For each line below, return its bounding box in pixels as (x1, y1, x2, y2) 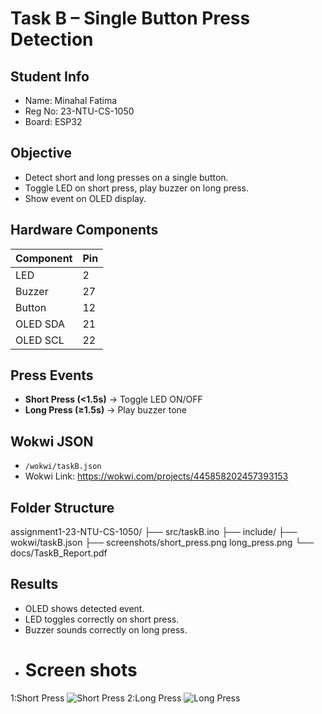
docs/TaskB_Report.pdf (10, 547, 108, 559)
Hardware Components (10, 222, 159, 239)
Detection (10, 28, 94, 51)
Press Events (10, 367, 94, 384)
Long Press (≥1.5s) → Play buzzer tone (24, 404, 187, 416)
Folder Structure (10, 499, 115, 516)
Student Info (10, 68, 90, 85)
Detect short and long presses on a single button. (24, 171, 229, 183)
